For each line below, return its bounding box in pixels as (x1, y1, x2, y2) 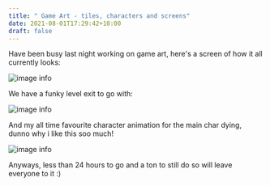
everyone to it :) (8, 169, 62, 179)
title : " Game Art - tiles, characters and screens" (8, 11, 191, 20)
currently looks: (8, 57, 61, 67)
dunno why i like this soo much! (8, 129, 114, 138)
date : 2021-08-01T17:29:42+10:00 (8, 19, 122, 27)
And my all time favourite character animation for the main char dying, (8, 120, 242, 130)
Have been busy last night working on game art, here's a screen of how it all (8, 49, 263, 59)
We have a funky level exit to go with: (8, 89, 134, 99)
